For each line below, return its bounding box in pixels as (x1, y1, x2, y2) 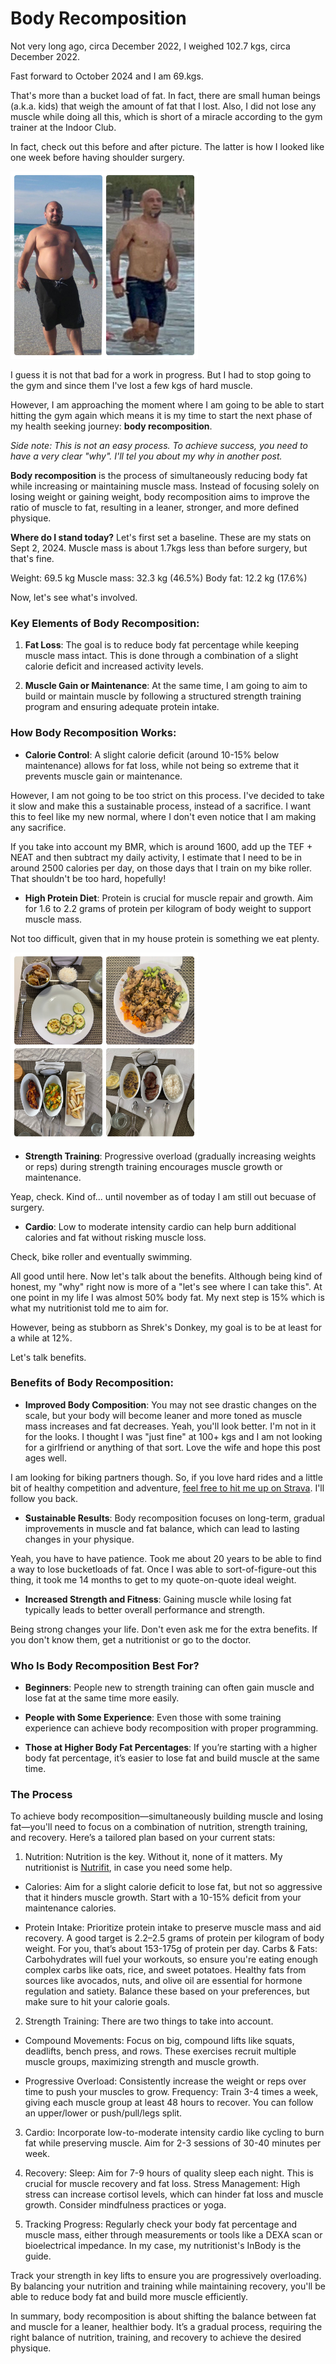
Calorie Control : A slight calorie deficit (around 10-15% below (24, 748, 280, 761)
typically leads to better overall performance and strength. (24, 1603, 266, 1616)
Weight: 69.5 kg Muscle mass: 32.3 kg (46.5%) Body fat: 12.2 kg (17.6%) (10, 572, 308, 584)
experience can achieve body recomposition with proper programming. (24, 1722, 319, 1734)
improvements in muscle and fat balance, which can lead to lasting (24, 1522, 300, 1534)
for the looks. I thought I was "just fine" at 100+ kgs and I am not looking (24, 1430, 323, 1442)
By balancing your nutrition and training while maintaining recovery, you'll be (10, 2280, 326, 2292)
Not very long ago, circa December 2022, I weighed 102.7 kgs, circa (10, 40, 291, 52)
